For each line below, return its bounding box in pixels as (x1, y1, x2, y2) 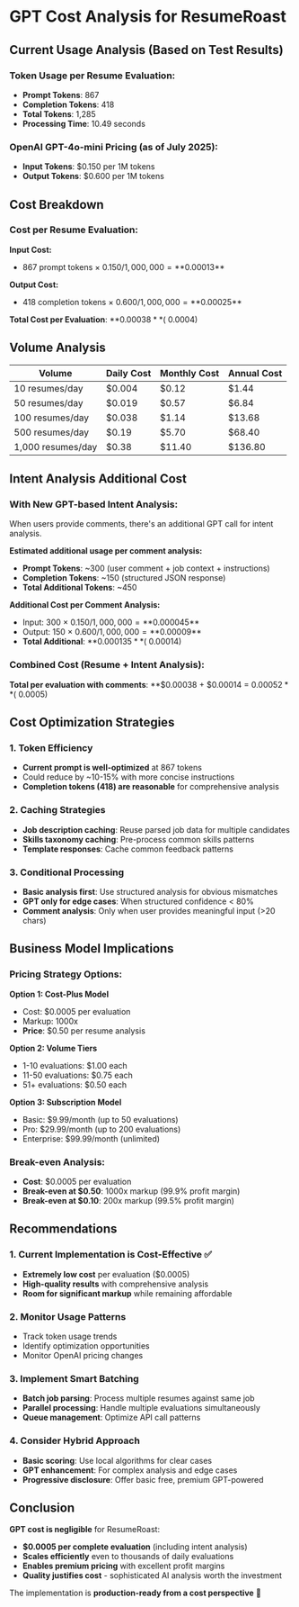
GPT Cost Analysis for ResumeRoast (9, 6, 287, 27)
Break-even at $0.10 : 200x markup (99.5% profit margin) (22, 1195, 235, 1205)
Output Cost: (9, 279, 59, 290)
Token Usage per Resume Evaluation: (9, 69, 176, 82)
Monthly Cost (160, 366, 220, 379)
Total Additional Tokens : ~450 (22, 582, 137, 593)
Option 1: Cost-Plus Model (9, 989, 110, 999)
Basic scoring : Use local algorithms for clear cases (22, 1455, 213, 1466)
